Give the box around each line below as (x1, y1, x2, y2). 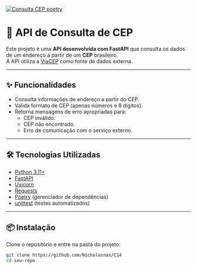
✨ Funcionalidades (6, 80, 76, 90)
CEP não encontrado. (23, 120, 75, 127)
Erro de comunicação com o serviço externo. (23, 126, 133, 134)
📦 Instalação (6, 222, 56, 232)
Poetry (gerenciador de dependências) (14, 193, 108, 200)
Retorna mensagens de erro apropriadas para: (14, 108, 127, 115)
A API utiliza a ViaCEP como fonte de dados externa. (6, 57, 133, 64)
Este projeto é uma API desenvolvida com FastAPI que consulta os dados (6, 45, 186, 52)
